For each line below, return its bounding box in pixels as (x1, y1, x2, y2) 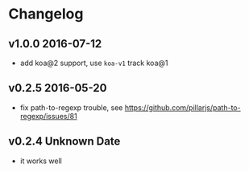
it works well (19, 156, 62, 166)
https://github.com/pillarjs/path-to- (124, 102, 241, 113)
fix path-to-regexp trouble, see (19, 102, 123, 113)
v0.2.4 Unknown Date (8, 134, 121, 149)
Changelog (8, 5, 84, 23)
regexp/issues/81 (19, 111, 78, 121)
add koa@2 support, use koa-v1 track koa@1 (19, 58, 168, 68)
